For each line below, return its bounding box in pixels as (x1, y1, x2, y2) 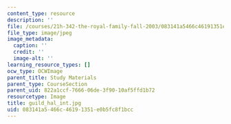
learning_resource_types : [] (7, 61, 91, 68)
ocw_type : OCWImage (7, 68, 63, 74)
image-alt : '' (13, 55, 54, 62)
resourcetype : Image (7, 94, 67, 101)
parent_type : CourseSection (7, 81, 88, 87)
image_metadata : (7, 36, 54, 43)
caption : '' (13, 42, 48, 49)
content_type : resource (7, 10, 76, 17)
